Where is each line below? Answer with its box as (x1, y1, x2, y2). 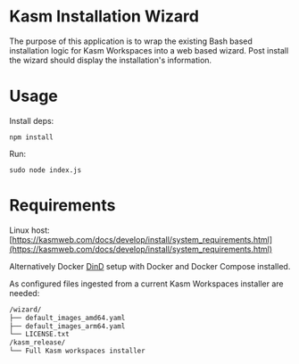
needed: (9, 287, 40, 298)
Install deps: (9, 115, 54, 126)
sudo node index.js (9, 165, 82, 175)
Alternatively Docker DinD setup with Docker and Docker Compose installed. (9, 261, 291, 271)
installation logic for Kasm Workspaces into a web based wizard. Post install (9, 45, 289, 55)
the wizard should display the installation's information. (9, 54, 212, 65)
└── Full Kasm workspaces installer (9, 346, 145, 356)
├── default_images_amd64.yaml (9, 313, 126, 322)
